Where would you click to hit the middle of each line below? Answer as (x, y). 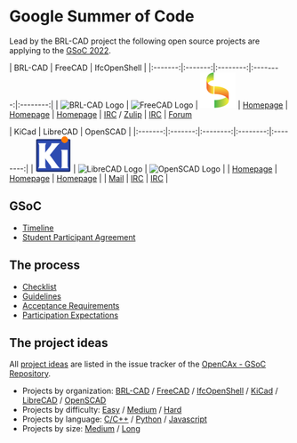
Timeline (38, 228)
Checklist (39, 286)
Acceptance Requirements (71, 305)
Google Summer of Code (102, 16)
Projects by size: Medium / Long (81, 429)
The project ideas (59, 343)
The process (45, 266)
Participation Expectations (70, 315)
